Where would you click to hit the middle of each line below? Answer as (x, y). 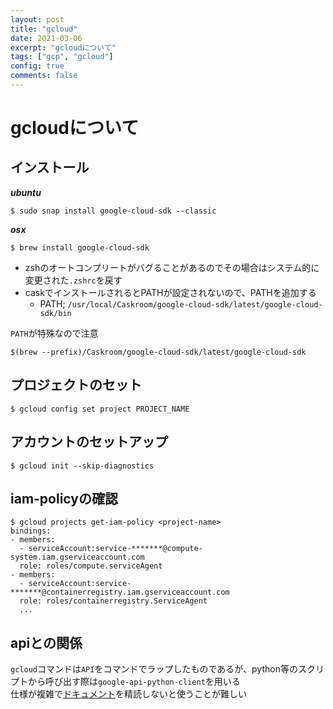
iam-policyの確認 (64, 498)
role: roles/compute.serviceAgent (91, 566)
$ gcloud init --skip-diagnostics (82, 466)
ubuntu (26, 192)
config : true (37, 66)
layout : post (37, 19)
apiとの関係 (46, 642)
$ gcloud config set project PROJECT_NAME (100, 409)
